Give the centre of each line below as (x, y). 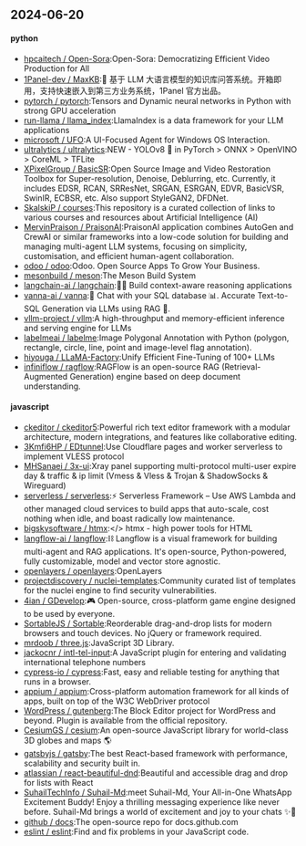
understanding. (52, 386)
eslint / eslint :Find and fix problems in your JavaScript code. (136, 831)
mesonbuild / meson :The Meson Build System (110, 275)
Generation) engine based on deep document (155, 376)
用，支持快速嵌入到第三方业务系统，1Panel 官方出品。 (125, 90)
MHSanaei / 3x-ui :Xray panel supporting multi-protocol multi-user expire (160, 465)
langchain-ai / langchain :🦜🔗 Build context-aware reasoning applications (158, 285)
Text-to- (273, 295)
